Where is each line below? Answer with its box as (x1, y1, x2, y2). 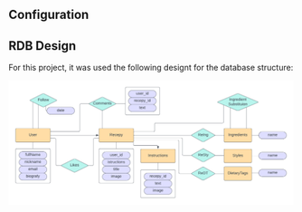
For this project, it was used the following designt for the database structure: (8, 63, 294, 73)
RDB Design (8, 38, 77, 53)
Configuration (8, 7, 90, 23)
